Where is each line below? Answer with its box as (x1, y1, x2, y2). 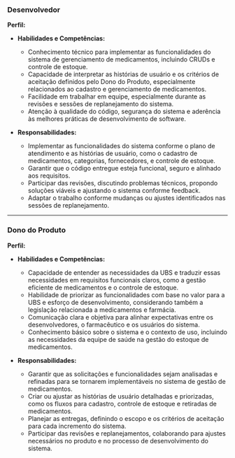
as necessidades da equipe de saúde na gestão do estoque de (27, 335, 209, 343)
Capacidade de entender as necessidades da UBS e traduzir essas (27, 268, 221, 277)
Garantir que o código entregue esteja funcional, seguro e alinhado (27, 164, 222, 173)
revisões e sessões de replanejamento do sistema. (27, 100, 174, 108)
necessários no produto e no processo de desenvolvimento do (27, 436, 208, 445)
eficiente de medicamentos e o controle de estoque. (27, 283, 179, 292)
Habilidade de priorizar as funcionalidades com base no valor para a (27, 290, 225, 299)
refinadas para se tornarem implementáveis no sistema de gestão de (27, 377, 226, 385)
